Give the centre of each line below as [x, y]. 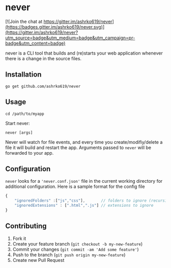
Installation [23, 75]
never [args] [19, 132]
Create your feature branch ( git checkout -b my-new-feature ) [78, 243]
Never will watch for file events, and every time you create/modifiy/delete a [84, 142]
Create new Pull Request [38, 260]
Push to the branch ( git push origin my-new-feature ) [69, 255]
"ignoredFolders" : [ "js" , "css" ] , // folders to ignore [80, 201]
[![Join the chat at [24, 21]
